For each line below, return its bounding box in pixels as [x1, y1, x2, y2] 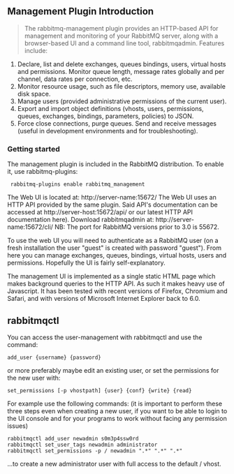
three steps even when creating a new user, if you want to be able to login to [7, 406, 228, 415]
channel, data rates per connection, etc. [17, 75, 133, 83]
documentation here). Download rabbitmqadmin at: [7, 216, 154, 224]
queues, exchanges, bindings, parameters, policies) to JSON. [17, 112, 194, 120]
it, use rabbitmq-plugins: [7, 168, 78, 176]
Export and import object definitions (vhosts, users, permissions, [17, 104, 204, 112]
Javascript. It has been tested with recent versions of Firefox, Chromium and [7, 287, 228, 295]
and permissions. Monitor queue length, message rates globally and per [17, 67, 225, 75]
